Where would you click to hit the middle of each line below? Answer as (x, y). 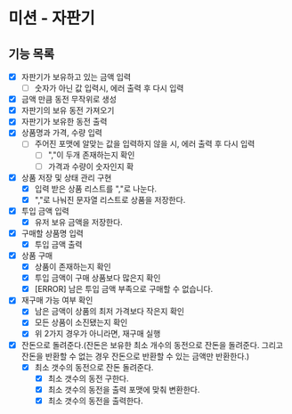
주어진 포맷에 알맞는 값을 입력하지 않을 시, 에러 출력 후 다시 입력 (145, 144)
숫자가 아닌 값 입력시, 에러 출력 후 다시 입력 (109, 88)
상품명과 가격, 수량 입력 (62, 133)
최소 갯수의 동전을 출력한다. (95, 401)
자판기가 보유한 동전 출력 (64, 122)
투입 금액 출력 (58, 244)
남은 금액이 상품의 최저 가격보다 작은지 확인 (109, 312)
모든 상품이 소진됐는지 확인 (81, 322)
